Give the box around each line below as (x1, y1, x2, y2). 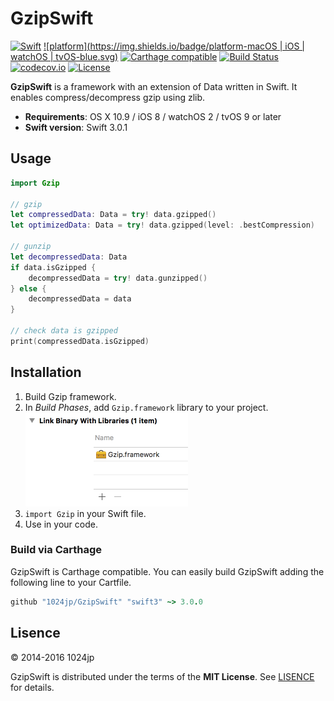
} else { (10, 283, 47, 294)
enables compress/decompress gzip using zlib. (10, 91, 206, 103)
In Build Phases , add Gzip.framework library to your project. (24, 401, 269, 413)
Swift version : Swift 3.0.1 (24, 121, 128, 133)
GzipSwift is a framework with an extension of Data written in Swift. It (10, 80, 298, 92)
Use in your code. (24, 518, 98, 530)
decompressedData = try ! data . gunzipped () (28, 273, 208, 283)
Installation (10, 364, 82, 381)
